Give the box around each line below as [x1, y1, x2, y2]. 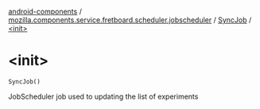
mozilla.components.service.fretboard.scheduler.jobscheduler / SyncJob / [8, 15, 252, 25]
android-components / [8, 7, 82, 16]
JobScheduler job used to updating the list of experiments [8, 91, 199, 101]
